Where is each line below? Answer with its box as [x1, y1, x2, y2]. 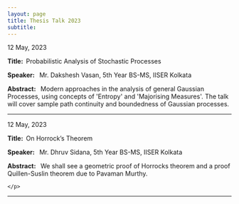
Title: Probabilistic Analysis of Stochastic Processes [7, 57, 161, 66]
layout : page [7, 10, 46, 18]
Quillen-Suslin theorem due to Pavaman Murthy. [7, 169, 148, 178]
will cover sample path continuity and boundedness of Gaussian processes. [7, 100, 230, 108]
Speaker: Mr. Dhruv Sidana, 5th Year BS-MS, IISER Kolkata [7, 148, 183, 157]
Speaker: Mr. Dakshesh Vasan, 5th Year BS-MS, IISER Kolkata [7, 71, 192, 79]
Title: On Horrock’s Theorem [7, 134, 93, 143]
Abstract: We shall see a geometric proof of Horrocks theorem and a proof [7, 162, 230, 170]
